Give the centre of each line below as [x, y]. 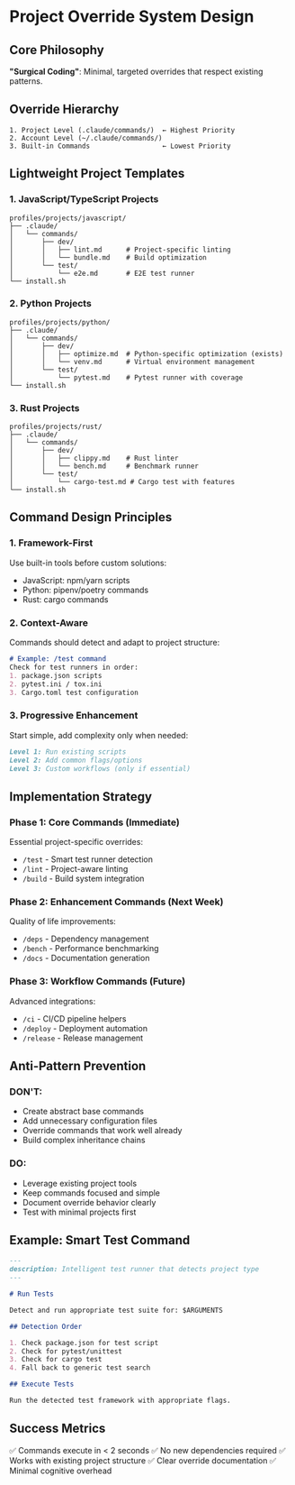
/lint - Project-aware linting [75, 869]
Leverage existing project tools [80, 1183]
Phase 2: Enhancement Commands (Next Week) [116, 902]
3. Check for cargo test [56, 1360]
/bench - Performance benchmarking [90, 949]
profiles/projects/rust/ [56, 427]
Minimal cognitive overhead [61, 1471]
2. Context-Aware [49, 622]
